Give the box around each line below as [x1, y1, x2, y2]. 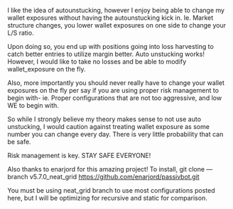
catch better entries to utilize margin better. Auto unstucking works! [7, 50, 205, 58]
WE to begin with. [7, 101, 59, 109]
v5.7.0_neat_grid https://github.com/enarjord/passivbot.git [29, 173, 200, 181]
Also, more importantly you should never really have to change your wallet [7, 79, 225, 87]
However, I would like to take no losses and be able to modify [7, 57, 187, 66]
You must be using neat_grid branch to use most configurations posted [7, 186, 215, 194]
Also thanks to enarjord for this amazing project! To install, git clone [7, 165, 205, 173]
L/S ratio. [7, 28, 34, 37]
